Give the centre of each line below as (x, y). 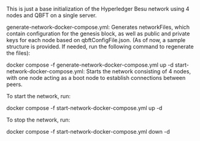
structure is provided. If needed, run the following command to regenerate (100, 46)
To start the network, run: (38, 96)
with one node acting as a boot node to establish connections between (96, 78)
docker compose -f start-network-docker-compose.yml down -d (88, 132)
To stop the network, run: (38, 120)
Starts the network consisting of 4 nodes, (139, 71)
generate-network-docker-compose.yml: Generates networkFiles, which (98, 27)
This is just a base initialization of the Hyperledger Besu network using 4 (98, 9)
